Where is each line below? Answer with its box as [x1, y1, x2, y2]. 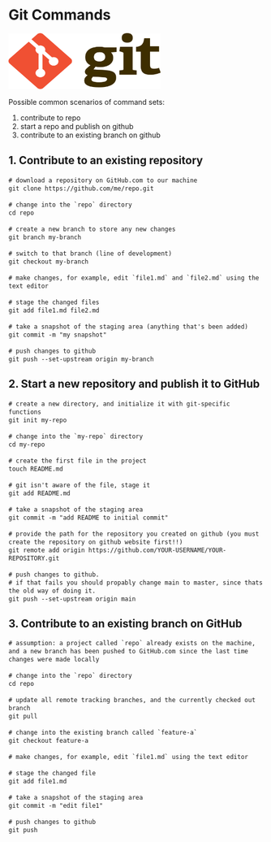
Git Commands [8, 6, 111, 24]
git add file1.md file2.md [8, 306, 100, 315]
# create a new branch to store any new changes [8, 225, 176, 233]
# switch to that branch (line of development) [8, 250, 173, 258]
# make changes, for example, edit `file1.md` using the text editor [8, 753, 249, 762]
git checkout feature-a [8, 737, 89, 745]
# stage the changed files [8, 298, 100, 306]
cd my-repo [8, 441, 45, 449]
